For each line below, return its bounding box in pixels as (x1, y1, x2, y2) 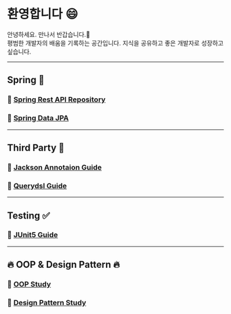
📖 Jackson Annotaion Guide (7, 162, 102, 172)
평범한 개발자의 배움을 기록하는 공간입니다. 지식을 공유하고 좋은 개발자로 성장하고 (7, 38, 224, 47)
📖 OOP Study (7, 280, 52, 289)
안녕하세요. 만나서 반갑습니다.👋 (7, 30, 91, 38)
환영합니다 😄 (7, 6, 78, 22)
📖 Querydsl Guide (7, 181, 67, 190)
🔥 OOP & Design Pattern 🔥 (7, 259, 120, 271)
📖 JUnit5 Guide (7, 230, 58, 240)
